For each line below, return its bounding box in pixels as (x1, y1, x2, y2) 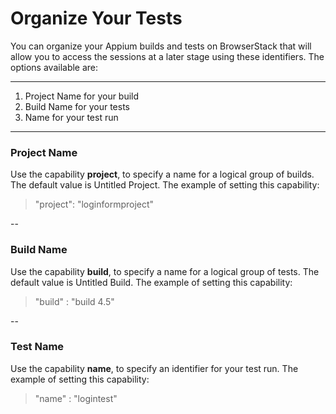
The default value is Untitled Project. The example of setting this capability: (10, 179, 320, 191)
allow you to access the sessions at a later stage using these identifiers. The (10, 50, 325, 62)
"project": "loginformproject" (34, 198, 155, 211)
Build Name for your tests (24, 100, 130, 112)
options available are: (10, 61, 99, 73)
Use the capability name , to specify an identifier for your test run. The (10, 362, 299, 374)
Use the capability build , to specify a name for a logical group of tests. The (10, 265, 320, 277)
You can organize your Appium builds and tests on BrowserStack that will (10, 40, 312, 52)
